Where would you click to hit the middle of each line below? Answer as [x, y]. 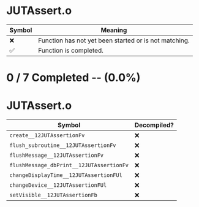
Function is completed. [71, 50]
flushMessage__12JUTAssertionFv [57, 156]
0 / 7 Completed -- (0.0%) [73, 78]
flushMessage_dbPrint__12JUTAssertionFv [69, 165]
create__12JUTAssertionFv [47, 136]
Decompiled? [154, 125]
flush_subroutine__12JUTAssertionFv [63, 145]
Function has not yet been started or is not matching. [114, 40]
